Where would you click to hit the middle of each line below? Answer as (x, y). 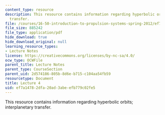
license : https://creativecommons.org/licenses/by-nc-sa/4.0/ (70, 56)
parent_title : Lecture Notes (35, 65)
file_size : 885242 (24, 28)
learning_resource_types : (31, 46)
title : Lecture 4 (23, 83)
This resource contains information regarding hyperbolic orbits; (69, 102)
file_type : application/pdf (34, 33)
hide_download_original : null (36, 42)
